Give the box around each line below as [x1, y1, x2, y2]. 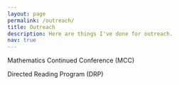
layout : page [7, 10, 46, 18]
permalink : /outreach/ [7, 17, 75, 24]
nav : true [7, 37, 37, 44]
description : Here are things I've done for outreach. [7, 30, 173, 38]
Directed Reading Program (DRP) [7, 70, 104, 79]
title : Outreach [7, 23, 55, 30]
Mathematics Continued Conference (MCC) [7, 56, 135, 64]
